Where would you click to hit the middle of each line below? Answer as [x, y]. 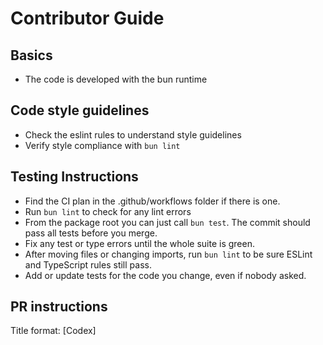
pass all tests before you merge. [91, 233]
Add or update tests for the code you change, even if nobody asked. [165, 275]
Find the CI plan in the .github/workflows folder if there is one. [152, 201]
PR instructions [59, 307]
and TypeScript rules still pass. [88, 264]
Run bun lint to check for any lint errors [108, 211]
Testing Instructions [74, 177]
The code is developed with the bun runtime [116, 79]
